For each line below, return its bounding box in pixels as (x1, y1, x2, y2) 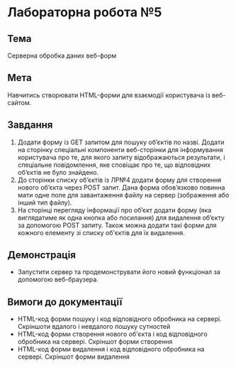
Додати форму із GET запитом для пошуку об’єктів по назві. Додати (17, 138, 225, 146)
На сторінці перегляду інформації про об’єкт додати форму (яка (17, 205, 212, 214)
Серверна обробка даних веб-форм (7, 51, 117, 60)
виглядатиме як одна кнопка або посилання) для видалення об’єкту (17, 213, 225, 222)
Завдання (7, 119, 53, 131)
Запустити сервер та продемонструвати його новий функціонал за (17, 268, 221, 276)
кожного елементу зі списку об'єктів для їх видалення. (17, 228, 186, 237)
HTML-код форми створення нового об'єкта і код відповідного (17, 330, 208, 338)
